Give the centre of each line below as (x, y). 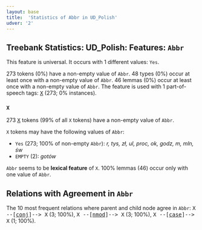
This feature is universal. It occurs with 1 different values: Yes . (83, 62)
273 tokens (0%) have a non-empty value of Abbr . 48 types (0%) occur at (98, 74)
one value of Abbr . (29, 174)
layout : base (23, 12)
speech (16, 93)
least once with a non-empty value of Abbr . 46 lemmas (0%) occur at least (99, 80)
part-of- (176, 87)
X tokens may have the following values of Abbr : (66, 132)
